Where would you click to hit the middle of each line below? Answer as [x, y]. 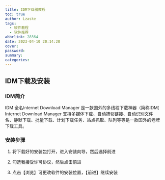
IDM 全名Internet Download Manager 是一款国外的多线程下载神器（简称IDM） [82, 107]
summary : [14, 55]
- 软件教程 [19, 28]
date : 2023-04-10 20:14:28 [33, 42]
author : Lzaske [21, 19]
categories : [17, 60]
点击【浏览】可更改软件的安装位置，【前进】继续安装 [65, 173]
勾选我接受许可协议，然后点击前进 [47, 162]
